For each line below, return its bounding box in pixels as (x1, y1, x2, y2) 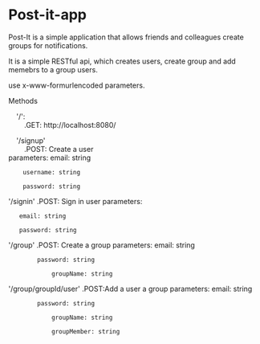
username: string (22, 168, 81, 176)
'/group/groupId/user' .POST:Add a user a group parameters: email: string (8, 284, 253, 293)
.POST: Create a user (23, 144, 94, 154)
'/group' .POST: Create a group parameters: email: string (8, 240, 195, 250)
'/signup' (15, 135, 46, 145)
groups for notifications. (8, 40, 88, 50)
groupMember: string (51, 327, 120, 335)
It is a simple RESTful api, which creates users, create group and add (8, 56, 237, 66)
